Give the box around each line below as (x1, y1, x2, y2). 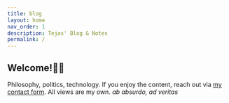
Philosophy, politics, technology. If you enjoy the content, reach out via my (7, 80, 222, 88)
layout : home (7, 17, 46, 24)
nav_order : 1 (7, 23, 46, 30)
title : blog (7, 10, 42, 17)
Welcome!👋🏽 (7, 62, 65, 74)
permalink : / (7, 36, 46, 43)
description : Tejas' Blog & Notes (7, 29, 109, 37)
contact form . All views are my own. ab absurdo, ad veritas (7, 88, 179, 96)
